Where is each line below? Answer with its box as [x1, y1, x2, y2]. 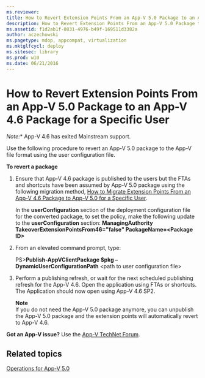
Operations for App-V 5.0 [6, 365, 70, 372]
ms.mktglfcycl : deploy [6, 43, 64, 50]
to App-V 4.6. [15, 319, 49, 327]
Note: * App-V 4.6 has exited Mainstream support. [6, 133, 131, 140]
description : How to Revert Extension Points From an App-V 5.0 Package [6, 20, 195, 26]
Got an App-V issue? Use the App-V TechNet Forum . [6, 331, 140, 338]
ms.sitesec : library [6, 49, 59, 55]
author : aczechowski [6, 32, 59, 38]
